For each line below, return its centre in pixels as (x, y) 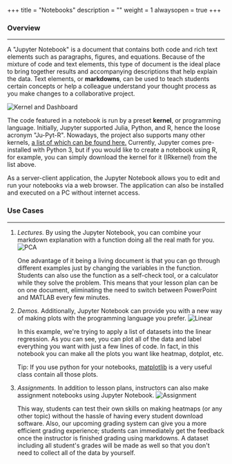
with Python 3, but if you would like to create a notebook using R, (125, 150)
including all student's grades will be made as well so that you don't (114, 445)
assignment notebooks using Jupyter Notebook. (86, 395)
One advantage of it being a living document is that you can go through (118, 260)
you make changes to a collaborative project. (71, 93)
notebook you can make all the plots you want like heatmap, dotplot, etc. (120, 353)
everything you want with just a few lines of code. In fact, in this (108, 346)
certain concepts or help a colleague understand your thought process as (112, 87)
